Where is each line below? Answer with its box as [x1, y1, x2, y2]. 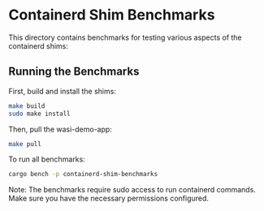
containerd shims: [8, 41, 69, 50]
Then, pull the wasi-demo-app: [8, 124, 112, 134]
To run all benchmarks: [8, 154, 85, 164]
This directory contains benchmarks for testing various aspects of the [8, 32, 242, 42]
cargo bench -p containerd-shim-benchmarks [8, 170, 158, 179]
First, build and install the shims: [8, 86, 116, 96]
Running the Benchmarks [8, 65, 140, 79]
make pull [8, 140, 42, 148]
